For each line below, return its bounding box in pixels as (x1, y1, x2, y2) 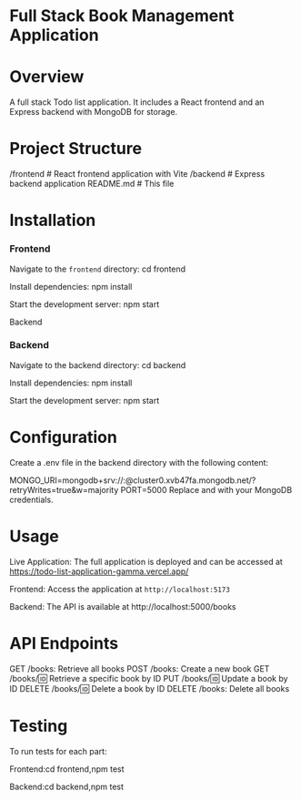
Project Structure (9, 139, 143, 159)
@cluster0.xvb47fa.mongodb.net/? (125, 475, 256, 486)
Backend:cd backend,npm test (9, 781, 125, 792)
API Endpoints (9, 632, 119, 653)
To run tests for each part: (9, 745, 107, 756)
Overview (9, 67, 85, 87)
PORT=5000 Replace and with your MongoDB (120, 484, 293, 495)
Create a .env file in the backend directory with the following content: (9, 457, 269, 467)
